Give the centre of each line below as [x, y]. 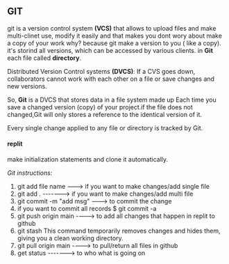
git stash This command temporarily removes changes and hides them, [119, 231]
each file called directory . [44, 58]
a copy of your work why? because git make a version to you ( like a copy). [114, 43]
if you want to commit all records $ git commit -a [87, 209]
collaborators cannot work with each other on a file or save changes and [111, 79]
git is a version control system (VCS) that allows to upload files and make [112, 28]
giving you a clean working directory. [70, 238]
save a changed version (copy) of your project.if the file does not [100, 107]
